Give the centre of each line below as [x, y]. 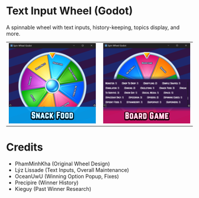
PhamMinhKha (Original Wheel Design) [62, 164]
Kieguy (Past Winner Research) [53, 189]
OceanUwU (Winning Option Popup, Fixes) [67, 176]
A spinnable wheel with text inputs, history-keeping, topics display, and [93, 27]
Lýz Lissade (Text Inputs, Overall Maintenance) [72, 170]
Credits [25, 147]
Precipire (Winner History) [46, 183]
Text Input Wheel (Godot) [70, 11]
